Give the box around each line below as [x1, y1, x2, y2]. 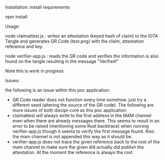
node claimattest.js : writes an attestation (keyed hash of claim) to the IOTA [5, 33, 158, 39]
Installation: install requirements [5, 4, 70, 10]
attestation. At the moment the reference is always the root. [12, 150, 134, 155]
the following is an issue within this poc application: [5, 87, 110, 93]
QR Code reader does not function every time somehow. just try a [12, 97, 147, 103]
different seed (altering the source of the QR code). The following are [12, 102, 154, 108]
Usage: [5, 23, 20, 29]
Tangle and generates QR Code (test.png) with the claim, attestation [5, 38, 144, 44]
